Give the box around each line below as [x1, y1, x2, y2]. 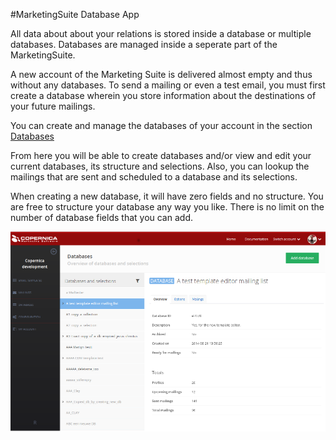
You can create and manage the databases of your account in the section [10, 120, 313, 131]
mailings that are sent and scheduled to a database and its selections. [10, 171, 298, 183]
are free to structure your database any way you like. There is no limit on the [10, 201, 325, 213]
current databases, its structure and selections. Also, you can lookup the [10, 160, 310, 172]
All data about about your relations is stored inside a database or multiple [10, 28, 312, 39]
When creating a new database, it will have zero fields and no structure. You [10, 190, 324, 202]
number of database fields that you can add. [10, 212, 193, 223]
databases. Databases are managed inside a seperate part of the [10, 39, 278, 50]
